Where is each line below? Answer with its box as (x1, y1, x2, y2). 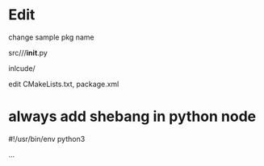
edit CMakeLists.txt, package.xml (8, 79, 119, 89)
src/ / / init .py (8, 48, 48, 57)
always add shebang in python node (8, 107, 257, 126)
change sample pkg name (8, 32, 94, 42)
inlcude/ (8, 63, 36, 73)
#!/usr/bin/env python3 (8, 134, 86, 143)
